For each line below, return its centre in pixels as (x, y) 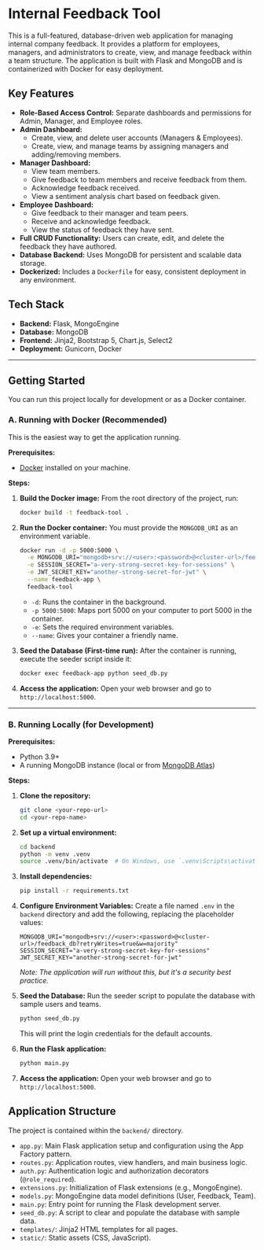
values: (31, 923)
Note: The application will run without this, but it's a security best (125, 972)
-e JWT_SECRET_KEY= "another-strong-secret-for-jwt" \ (117, 572)
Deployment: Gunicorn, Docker (71, 348)
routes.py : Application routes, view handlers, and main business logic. (133, 1162)
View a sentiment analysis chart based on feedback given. (126, 196)
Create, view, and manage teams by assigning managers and (130, 146)
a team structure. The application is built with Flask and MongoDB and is (125, 61)
